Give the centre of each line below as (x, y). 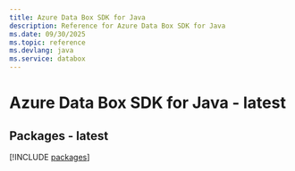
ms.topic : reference (48, 42)
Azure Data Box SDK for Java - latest (147, 103)
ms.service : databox (48, 59)
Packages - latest (59, 136)
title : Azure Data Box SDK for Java (77, 17)
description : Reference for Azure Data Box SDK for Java (118, 26)
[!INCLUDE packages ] (50, 157)
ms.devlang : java (42, 51)
